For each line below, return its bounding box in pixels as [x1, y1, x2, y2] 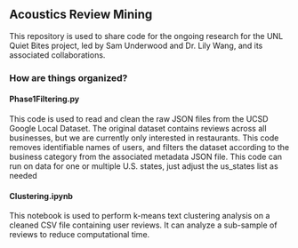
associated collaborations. [9, 49, 106, 60]
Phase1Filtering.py [9, 93, 80, 105]
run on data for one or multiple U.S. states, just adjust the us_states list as [9, 160, 278, 172]
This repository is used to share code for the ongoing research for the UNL [9, 30, 284, 41]
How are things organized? [9, 71, 128, 84]
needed [9, 170, 37, 180]
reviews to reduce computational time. [9, 229, 150, 240]
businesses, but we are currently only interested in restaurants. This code [9, 132, 279, 143]
